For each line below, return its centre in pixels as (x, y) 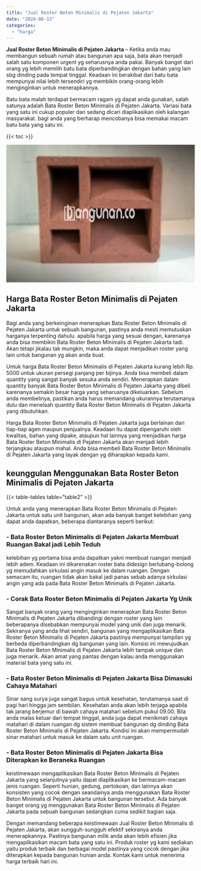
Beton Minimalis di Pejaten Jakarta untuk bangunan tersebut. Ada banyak (97, 798)
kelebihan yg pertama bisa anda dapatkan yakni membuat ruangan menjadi (99, 557)
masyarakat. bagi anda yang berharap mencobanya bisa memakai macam (97, 118)
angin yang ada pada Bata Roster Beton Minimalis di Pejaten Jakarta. (91, 583)
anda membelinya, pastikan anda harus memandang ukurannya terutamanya (100, 398)
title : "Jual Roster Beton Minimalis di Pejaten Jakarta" (80, 13)
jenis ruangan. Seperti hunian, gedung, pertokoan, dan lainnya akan (89, 786)
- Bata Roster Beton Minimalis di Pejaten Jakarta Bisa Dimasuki (99, 678)
